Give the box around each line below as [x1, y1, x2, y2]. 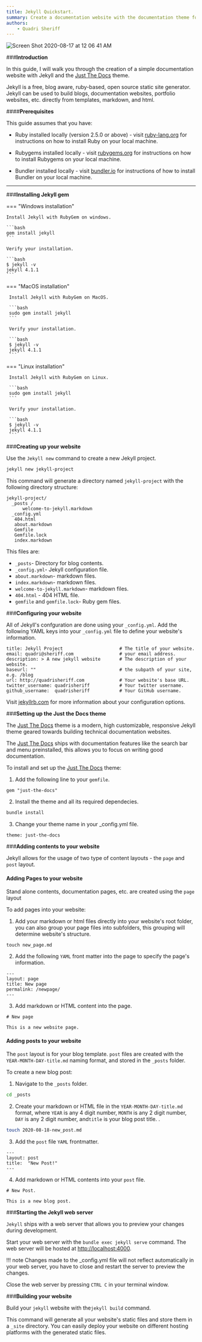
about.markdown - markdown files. [14, 572, 97, 580]
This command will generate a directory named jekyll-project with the [6, 477, 184, 484]
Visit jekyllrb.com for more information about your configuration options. [6, 699, 186, 706]
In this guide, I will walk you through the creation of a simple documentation [6, 66, 194, 73]
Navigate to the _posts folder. [14, 1080, 88, 1087]
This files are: [6, 548, 40, 555]
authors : [6, 20, 28, 26]
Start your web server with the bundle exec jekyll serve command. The [6, 1238, 186, 1246]
